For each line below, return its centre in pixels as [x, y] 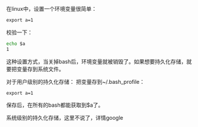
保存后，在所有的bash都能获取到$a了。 [55, 105]
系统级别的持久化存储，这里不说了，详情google [65, 117]
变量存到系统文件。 [40, 69]
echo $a [16, 44]
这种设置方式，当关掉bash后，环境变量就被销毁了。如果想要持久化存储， [97, 61]
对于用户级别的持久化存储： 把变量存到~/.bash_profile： [76, 81]
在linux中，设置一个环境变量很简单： [52, 9]
